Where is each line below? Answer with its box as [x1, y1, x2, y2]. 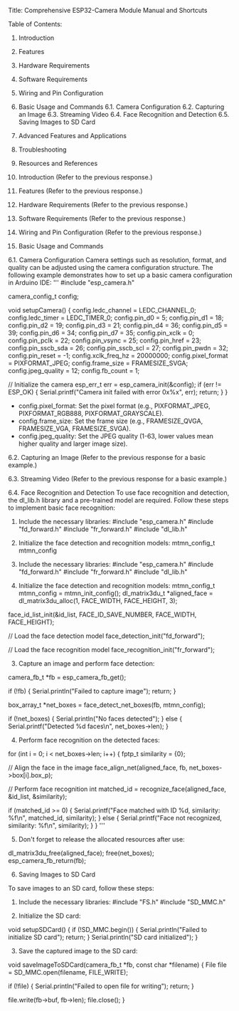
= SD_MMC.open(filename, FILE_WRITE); [8, 968, 129, 976]
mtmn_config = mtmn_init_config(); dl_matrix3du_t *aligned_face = [18, 589, 213, 597]
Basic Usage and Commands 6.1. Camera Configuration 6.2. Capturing [18, 103, 225, 111]
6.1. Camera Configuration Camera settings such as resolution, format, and [8, 256, 227, 264]
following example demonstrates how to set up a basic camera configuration [8, 271, 233, 279]
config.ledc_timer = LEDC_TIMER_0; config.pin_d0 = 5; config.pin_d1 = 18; [8, 313, 224, 322]
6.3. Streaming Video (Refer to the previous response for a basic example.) [8, 475, 227, 483]
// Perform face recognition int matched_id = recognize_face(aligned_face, [8, 785, 227, 793]
